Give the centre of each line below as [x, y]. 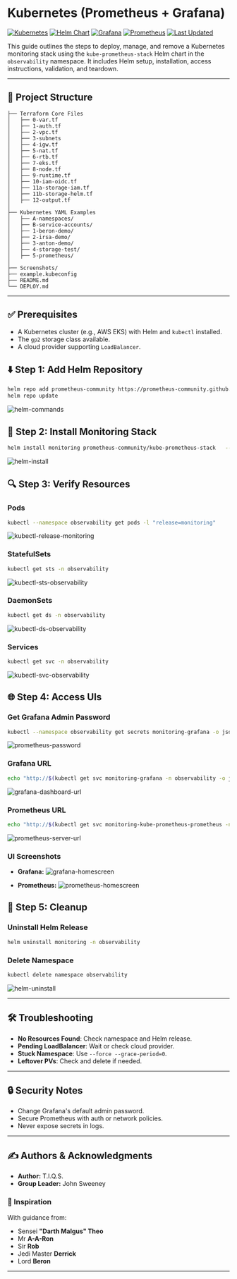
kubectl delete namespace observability [68, 974]
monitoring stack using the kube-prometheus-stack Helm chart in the [106, 54]
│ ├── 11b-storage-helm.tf [50, 194]
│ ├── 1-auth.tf [34, 126]
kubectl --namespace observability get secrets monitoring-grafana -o [113, 732]
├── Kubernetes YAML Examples [52, 212]
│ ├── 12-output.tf [39, 200]
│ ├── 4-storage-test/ [44, 249]
